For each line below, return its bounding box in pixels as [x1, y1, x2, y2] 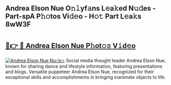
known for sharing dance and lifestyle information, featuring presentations [5, 63, 163, 69]
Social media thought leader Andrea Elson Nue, [66, 57, 166, 63]
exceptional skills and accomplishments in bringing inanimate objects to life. [5, 74, 166, 80]
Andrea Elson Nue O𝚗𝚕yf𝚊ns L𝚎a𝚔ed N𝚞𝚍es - [5, 4, 156, 13]
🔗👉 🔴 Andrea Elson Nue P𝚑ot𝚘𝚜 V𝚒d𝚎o [5, 41, 136, 50]
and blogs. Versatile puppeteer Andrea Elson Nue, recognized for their [5, 69, 154, 75]
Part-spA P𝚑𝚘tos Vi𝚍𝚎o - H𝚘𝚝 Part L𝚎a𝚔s [5, 12, 142, 21]
